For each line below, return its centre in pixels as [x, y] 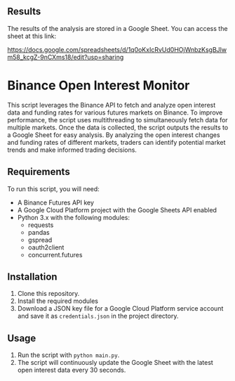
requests [41, 225]
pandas [39, 232]
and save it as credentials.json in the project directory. [98, 316]
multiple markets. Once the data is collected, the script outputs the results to [118, 127]
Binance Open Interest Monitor [99, 85]
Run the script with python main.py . [68, 355]
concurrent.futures [55, 254]
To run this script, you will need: [53, 188]
